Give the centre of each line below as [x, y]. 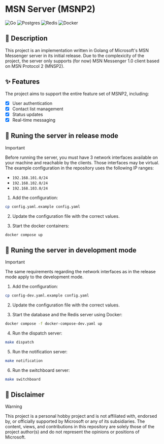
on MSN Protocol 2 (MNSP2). [35, 66]
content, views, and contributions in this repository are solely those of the [80, 427]
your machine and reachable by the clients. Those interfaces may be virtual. [82, 162]
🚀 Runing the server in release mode [62, 136]
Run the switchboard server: [41, 370]
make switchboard [23, 379]
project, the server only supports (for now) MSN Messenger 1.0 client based [82, 61]
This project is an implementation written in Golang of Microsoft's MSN [77, 50]
